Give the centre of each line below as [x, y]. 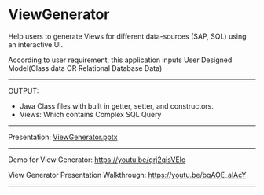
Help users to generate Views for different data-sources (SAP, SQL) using [127, 36]
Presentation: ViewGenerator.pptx [63, 137]
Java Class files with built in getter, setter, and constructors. [117, 106]
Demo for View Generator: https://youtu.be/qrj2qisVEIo [97, 160]
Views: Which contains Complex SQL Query [90, 114]
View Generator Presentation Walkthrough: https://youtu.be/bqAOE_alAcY [127, 175]
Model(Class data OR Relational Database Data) [85, 68]
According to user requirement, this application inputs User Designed [120, 60]
